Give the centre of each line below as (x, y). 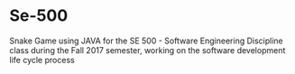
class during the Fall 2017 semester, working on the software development (147, 50)
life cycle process (42, 60)
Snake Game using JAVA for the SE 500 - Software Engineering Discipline (147, 41)
